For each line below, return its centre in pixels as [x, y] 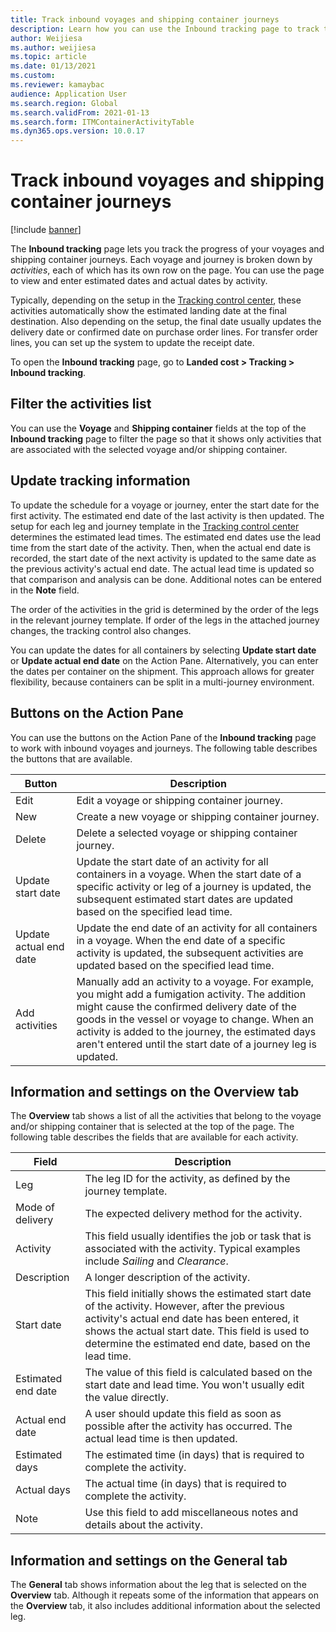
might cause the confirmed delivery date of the [186, 1006]
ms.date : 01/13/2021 [53, 66]
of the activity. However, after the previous [184, 1306]
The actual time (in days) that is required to [185, 1484]
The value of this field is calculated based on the [198, 1373]
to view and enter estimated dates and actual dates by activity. [139, 281]
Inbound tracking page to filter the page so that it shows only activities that [166, 438]
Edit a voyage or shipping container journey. [179, 800]
